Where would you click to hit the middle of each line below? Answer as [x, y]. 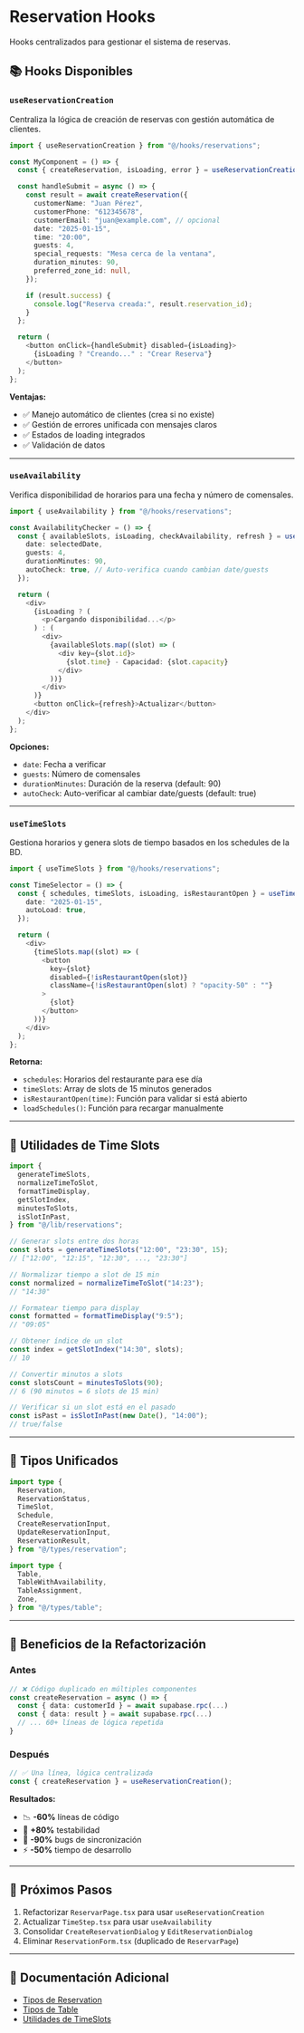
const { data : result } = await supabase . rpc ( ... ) [115, 1714]
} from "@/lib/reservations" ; [66, 1225]
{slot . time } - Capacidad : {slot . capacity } [147, 662]
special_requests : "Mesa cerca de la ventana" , [125, 254]
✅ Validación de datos [64, 445]
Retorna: [26, 1062]
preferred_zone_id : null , [82, 271]
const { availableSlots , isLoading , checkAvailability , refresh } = [149, 536]
